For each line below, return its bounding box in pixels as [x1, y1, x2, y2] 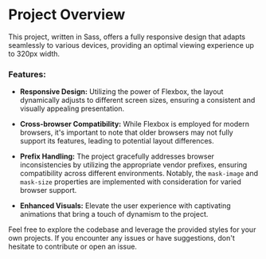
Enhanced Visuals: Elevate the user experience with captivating [19, 201, 231, 210]
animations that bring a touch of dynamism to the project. [19, 210, 209, 219]
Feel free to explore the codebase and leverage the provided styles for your [8, 225, 256, 234]
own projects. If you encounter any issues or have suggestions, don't [8, 233, 235, 243]
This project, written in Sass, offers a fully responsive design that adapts [8, 32, 246, 41]
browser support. [19, 186, 77, 195]
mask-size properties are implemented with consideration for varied [19, 177, 241, 186]
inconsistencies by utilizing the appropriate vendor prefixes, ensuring [19, 160, 248, 170]
